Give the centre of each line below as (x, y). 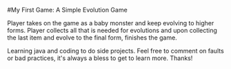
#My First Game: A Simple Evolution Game (67, 10)
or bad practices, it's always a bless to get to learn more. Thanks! (100, 58)
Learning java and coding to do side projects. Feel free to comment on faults (115, 51)
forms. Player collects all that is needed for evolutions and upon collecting (112, 30)
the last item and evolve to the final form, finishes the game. (92, 38)
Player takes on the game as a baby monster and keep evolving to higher (111, 23)
